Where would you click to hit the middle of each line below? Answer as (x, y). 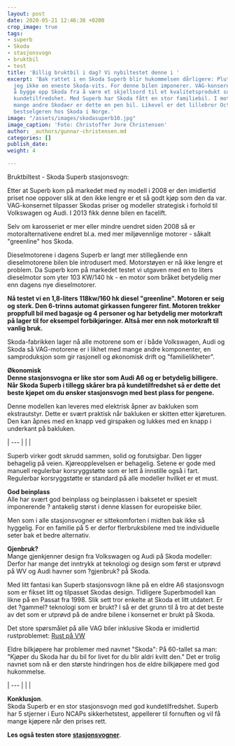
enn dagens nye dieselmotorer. (52, 285)
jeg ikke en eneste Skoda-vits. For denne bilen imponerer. (103, 86)
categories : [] (29, 138)
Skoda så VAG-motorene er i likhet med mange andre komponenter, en (109, 349)
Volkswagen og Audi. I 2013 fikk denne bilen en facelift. (87, 213)
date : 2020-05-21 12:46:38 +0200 (56, 20)
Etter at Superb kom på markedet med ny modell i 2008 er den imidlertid (112, 191)
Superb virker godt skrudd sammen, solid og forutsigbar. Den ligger (105, 456)
